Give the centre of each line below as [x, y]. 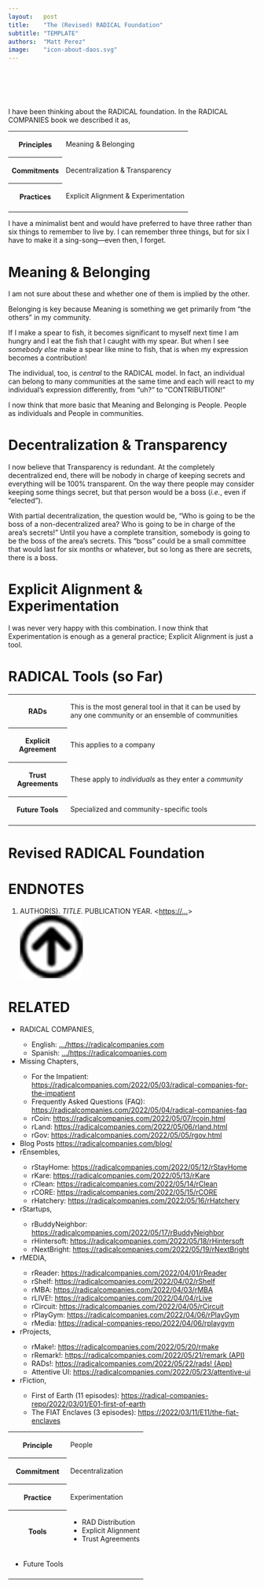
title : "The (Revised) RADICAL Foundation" [86, 25]
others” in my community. [50, 317]
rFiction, [33, 1380]
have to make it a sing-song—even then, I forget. [87, 240]
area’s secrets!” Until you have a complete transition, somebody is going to [129, 532]
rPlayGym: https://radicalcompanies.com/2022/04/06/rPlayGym [135, 1315]
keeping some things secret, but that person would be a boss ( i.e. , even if [127, 492]
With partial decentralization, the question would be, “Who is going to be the [132, 516]
